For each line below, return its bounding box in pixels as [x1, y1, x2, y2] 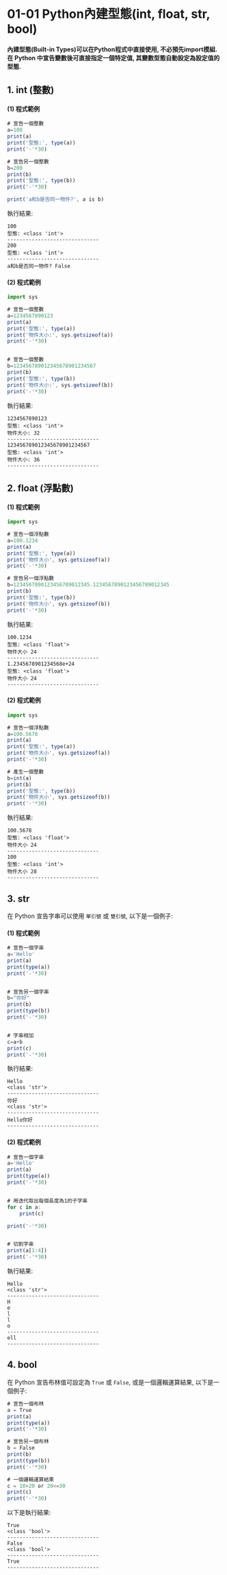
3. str [7, 893, 30, 904]
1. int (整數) [7, 84, 55, 96]
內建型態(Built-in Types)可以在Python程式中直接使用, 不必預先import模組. [7, 45, 217, 53]
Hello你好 [7, 1117, 33, 1124]
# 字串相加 [7, 1032, 34, 1039]
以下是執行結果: [7, 1509, 51, 1517]
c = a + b [7, 1039, 23, 1045]
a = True [7, 1406, 32, 1413]
